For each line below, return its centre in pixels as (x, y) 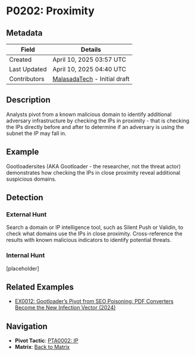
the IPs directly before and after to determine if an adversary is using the (95, 127)
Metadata (24, 33)
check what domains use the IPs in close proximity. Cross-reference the (94, 234)
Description (28, 100)
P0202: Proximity (51, 11)
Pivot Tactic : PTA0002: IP (46, 341)
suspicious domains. (31, 179)
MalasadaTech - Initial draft (91, 79)
